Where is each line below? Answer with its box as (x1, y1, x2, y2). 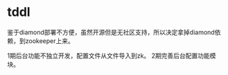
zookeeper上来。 (25, 36, 75, 45)
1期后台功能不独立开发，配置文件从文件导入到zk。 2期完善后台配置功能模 (7, 51, 216, 60)
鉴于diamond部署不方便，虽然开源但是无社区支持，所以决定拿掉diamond (7, 28, 215, 36)
